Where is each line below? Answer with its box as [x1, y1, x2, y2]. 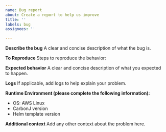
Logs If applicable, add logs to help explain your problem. [5, 80, 127, 86]
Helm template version [12, 111, 60, 117]
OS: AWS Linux [12, 100, 45, 106]
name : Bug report [5, 7, 42, 13]
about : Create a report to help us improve [5, 12, 100, 17]
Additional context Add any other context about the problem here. [5, 121, 146, 127]
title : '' [5, 17, 27, 22]
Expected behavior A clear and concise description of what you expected [5, 65, 161, 71]
